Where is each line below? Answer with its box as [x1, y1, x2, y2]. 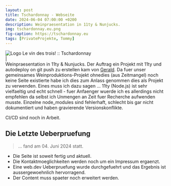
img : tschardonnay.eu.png [5, 27, 61, 32]
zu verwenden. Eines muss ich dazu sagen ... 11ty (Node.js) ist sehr [5, 82, 148, 89]
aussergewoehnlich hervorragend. [12, 169, 86, 175]
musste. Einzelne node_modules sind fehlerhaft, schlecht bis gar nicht [5, 99, 154, 105]
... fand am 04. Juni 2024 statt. [17, 143, 84, 149]
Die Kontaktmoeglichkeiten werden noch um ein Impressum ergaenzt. [12, 158, 160, 164]
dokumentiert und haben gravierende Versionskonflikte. [5, 105, 123, 111]
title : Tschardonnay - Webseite [5, 12, 74, 17]
